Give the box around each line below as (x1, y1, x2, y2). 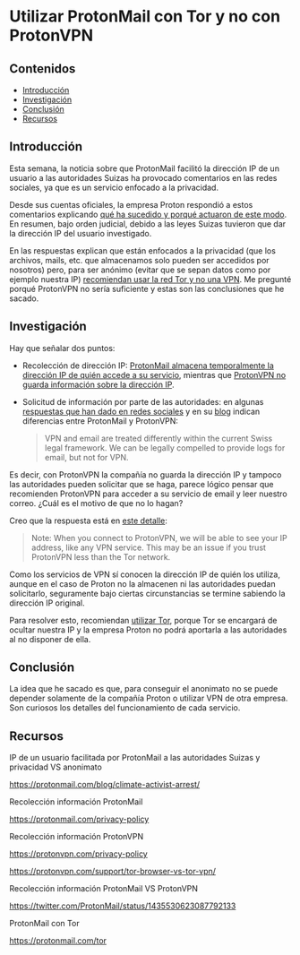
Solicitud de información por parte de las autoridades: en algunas (21, 396, 264, 407)
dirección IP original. (9, 598, 85, 608)
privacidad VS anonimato (9, 761, 103, 772)
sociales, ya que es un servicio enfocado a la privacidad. (9, 182, 219, 193)
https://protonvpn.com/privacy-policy (9, 848, 148, 859)
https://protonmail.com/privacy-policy (9, 813, 150, 825)
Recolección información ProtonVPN (9, 831, 144, 842)
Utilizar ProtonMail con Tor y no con (9, 6, 280, 27)
